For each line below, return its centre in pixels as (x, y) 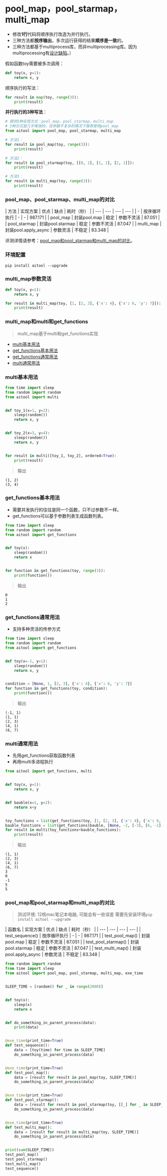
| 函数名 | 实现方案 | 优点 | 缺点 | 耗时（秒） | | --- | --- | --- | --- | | (73, 929)
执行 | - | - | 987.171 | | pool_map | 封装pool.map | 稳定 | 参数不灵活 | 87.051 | (83, 218)
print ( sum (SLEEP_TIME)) (30, 1150)
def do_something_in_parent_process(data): (51, 1023)
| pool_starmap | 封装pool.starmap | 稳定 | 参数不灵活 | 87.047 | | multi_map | (83, 224)
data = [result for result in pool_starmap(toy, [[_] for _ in (81, 1105)
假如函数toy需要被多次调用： (35, 63)
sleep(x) (23, 1005)
